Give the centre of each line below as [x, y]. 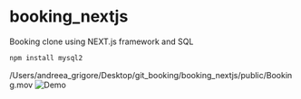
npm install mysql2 [46, 58]
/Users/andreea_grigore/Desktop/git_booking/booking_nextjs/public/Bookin [151, 75]
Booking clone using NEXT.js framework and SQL [102, 41]
